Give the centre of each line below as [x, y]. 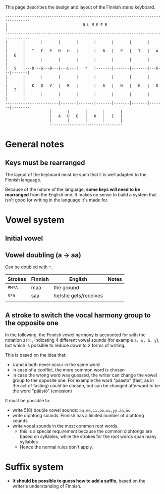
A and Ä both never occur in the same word [56, 365]
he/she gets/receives [78, 296]
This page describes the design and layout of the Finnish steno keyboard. [80, 7]
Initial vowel [24, 238]
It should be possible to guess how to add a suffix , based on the [79, 481]
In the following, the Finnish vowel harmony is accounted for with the [76, 335]
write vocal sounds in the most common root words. [65, 426]
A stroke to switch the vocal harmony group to [78, 315]
